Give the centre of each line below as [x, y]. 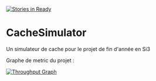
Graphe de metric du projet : [40, 60]
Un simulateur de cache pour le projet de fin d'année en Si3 [78, 49]
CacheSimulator [46, 33]
